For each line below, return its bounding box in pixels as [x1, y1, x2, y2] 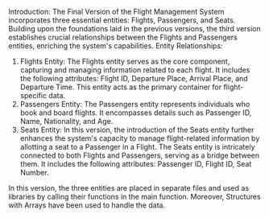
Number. [19, 168, 50, 177]
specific [19, 91, 47, 100]
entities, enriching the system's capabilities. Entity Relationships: [8, 41, 223, 51]
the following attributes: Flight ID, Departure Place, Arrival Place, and [19, 74, 248, 83]
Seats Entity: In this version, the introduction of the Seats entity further [19, 125, 255, 134]
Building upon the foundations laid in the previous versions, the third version [8, 24, 262, 33]
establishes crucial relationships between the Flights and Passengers [8, 32, 238, 42]
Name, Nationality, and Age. [19, 117, 114, 125]
